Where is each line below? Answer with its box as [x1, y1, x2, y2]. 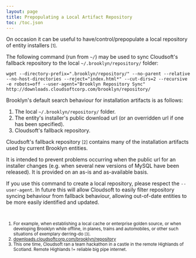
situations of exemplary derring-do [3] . [13, 231, 91, 237]
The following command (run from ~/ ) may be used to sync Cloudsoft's [6, 54, 178, 61]
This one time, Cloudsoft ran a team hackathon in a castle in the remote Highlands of [13, 242, 184, 247]
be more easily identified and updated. [6, 199, 100, 206]
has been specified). [14, 121, 65, 128]
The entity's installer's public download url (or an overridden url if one [14, 114, 184, 121]
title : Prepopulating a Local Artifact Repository [6, 14, 133, 20]
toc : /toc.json [6, 19, 43, 25]
